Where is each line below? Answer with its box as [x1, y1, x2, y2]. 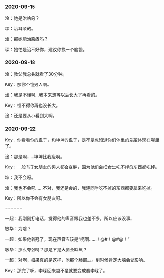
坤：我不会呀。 [5, 174, 35, 180]
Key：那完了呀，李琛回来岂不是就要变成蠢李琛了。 [5, 267, 108, 273]
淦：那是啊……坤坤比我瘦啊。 [5, 153, 65, 159]
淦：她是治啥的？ [5, 15, 40, 21]
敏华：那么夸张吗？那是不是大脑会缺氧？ [5, 247, 87, 252]
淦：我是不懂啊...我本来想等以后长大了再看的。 [5, 92, 100, 98]
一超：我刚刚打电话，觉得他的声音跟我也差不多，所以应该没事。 [5, 215, 134, 221]
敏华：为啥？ [5, 225, 31, 231]
